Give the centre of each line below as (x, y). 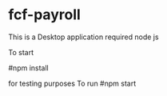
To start (21, 52)
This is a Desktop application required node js (83, 37)
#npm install (29, 68)
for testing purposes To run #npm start (72, 83)
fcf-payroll (45, 15)
